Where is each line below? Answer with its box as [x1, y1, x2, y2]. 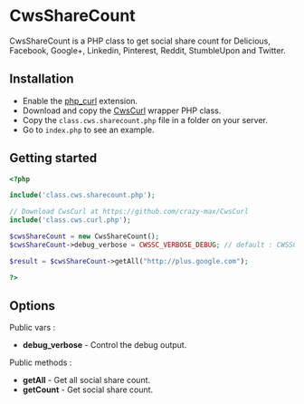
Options [9, 298, 56, 313]
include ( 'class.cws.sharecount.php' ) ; [9, 191, 156, 200]
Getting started [9, 150, 98, 166]
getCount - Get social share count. [22, 384, 154, 395]
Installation [9, 72, 74, 87]
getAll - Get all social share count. [22, 375, 151, 386]
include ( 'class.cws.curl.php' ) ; [9, 216, 131, 225]
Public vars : [9, 322, 56, 333]
